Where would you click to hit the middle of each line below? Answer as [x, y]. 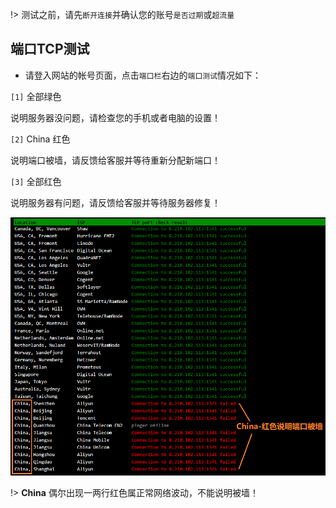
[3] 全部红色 [36, 181]
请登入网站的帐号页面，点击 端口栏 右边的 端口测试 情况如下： [143, 75]
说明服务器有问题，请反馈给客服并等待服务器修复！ [115, 202]
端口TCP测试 [50, 49]
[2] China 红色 [40, 139]
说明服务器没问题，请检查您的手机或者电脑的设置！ [115, 117]
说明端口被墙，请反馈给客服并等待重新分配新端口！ [115, 160]
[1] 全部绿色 [36, 96]
